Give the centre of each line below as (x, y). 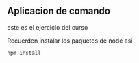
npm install (24, 53)
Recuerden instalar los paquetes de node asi (70, 41)
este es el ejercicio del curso (48, 27)
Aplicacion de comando (59, 11)
